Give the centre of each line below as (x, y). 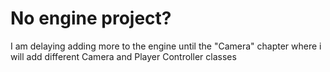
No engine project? (91, 18)
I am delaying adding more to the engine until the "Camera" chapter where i (166, 46)
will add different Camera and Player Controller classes (123, 56)
